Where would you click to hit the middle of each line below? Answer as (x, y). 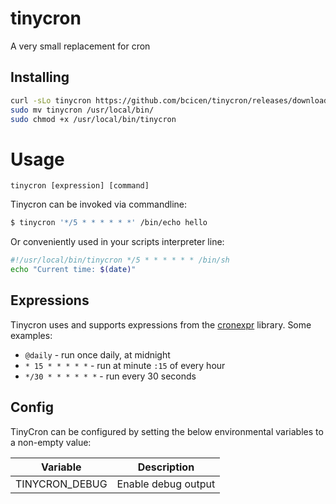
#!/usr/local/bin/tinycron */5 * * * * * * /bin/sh (120, 260)
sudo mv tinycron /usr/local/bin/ (82, 110)
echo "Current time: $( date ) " (73, 270)
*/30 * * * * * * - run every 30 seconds (110, 376)
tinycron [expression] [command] (80, 186)
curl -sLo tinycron (51, 100)
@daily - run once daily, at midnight (97, 354)
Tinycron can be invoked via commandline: (99, 204)
